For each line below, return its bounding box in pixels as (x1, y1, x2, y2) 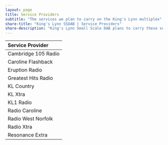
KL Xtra (7, 91, 25, 98)
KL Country (7, 83, 34, 90)
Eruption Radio (7, 66, 42, 73)
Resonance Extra (7, 131, 47, 138)
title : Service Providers (5, 12, 59, 17)
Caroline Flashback (7, 58, 53, 65)
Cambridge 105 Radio (7, 50, 60, 57)
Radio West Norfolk (7, 115, 53, 122)
